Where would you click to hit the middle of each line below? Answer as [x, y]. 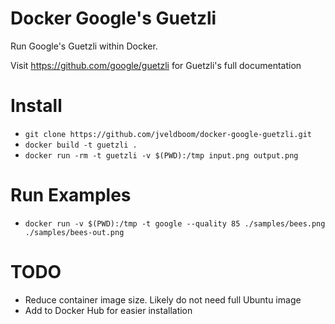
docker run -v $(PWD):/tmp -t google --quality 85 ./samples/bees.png [175, 223]
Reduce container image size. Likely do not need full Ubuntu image [163, 299]
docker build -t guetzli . [81, 145]
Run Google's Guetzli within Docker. [84, 46]
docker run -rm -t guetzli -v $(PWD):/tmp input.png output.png [161, 155]
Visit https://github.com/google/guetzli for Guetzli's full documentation [156, 65]
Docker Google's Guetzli [113, 18]
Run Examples [71, 195]
